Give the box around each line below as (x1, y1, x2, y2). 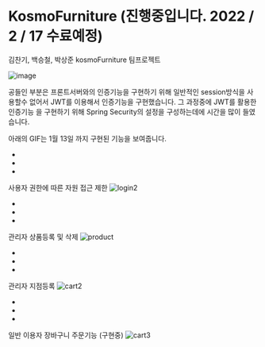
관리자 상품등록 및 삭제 (8, 232, 79, 241)
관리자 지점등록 (8, 281, 56, 291)
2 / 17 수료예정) (8, 27, 103, 45)
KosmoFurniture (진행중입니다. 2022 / (8, 7, 255, 25)
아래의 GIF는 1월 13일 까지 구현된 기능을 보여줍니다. (8, 133, 167, 143)
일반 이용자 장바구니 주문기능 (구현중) (8, 330, 125, 340)
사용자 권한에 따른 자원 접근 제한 (8, 183, 109, 192)
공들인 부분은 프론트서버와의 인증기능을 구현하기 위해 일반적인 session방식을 (8, 87, 246, 96)
